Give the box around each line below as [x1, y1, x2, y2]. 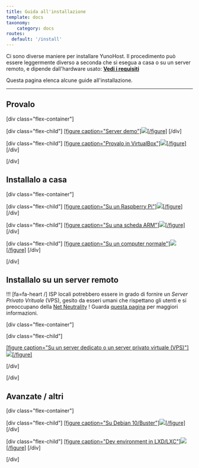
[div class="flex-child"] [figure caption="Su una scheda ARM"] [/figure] [6, 221, 185, 229]
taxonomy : [6, 20, 31, 26]
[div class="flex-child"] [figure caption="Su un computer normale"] [6, 240, 171, 247]
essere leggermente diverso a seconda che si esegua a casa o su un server [6, 59, 191, 66]
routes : [6, 31, 25, 37]
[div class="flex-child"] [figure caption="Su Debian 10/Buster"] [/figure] [6, 419, 185, 426]
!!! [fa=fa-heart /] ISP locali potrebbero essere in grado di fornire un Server [6, 290, 188, 298]
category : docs [17, 25, 54, 31]
